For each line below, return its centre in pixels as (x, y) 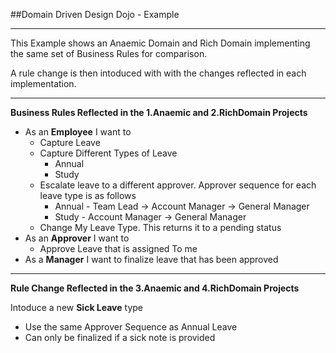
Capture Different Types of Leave (108, 153)
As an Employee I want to (78, 132)
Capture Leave (70, 142)
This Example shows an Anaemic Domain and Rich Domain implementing (160, 43)
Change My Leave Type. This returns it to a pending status (160, 227)
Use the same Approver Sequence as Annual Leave (131, 327)
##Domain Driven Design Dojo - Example (95, 14)
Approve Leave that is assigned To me (118, 248)
